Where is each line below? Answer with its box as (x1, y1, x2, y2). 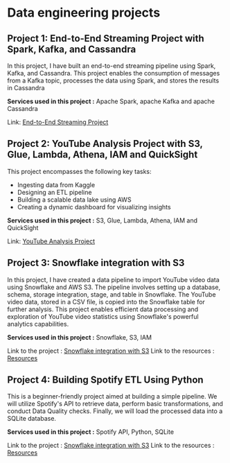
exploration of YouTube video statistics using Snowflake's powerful (7, 312, 199, 320)
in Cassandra (7, 84, 45, 91)
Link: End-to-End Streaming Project (7, 118, 109, 126)
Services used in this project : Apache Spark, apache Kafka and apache (7, 97, 215, 105)
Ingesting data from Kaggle (17, 180, 96, 189)
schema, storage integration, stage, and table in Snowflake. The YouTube (7, 290, 216, 299)
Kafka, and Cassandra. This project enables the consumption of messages (7, 69, 220, 77)
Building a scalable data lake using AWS (17, 195, 132, 204)
